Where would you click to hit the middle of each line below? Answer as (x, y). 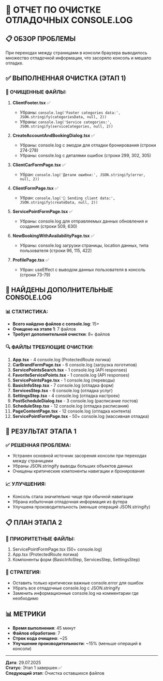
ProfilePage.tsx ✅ (31, 260)
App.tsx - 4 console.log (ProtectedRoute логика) (62, 359)
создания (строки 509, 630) (48, 226)
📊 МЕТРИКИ (26, 614)
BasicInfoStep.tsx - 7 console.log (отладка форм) (63, 385)
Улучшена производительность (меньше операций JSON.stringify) (81, 507)
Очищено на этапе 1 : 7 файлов (44, 329)
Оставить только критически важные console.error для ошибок (78, 583)
